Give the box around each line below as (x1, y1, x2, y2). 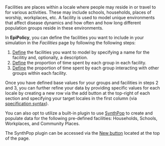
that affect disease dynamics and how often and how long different (5, 20, 141, 26)
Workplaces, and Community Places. (5, 120, 80, 126)
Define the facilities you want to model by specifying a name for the (12, 49, 150, 55)
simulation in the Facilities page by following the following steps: (5, 40, 136, 46)
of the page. (5, 135, 30, 141)
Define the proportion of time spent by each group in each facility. (12, 60, 147, 65)
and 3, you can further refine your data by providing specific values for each (5, 85, 160, 90)
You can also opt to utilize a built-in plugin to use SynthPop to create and (5, 110, 153, 116)
